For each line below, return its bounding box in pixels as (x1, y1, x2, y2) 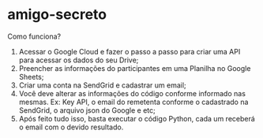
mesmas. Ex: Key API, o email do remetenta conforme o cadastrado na (18, 97, 249, 106)
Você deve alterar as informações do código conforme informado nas (18, 88, 246, 98)
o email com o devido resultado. (18, 122, 124, 132)
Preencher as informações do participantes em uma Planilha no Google (18, 63, 251, 73)
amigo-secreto (7, 6, 107, 24)
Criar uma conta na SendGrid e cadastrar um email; (18, 80, 186, 90)
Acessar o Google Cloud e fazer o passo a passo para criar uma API (18, 47, 241, 56)
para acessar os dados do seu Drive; (18, 55, 139, 65)
